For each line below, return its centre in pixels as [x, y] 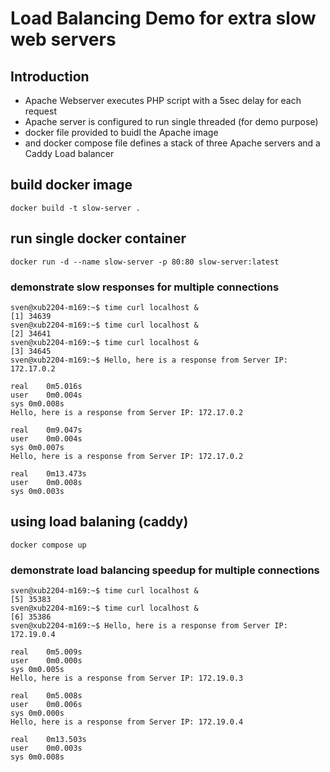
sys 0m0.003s [37, 491]
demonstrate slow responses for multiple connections [145, 287]
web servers [63, 39]
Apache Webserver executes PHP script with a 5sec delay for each [163, 100]
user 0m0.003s [46, 748]
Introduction [50, 76]
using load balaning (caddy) [99, 522]
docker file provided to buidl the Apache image [121, 132]
